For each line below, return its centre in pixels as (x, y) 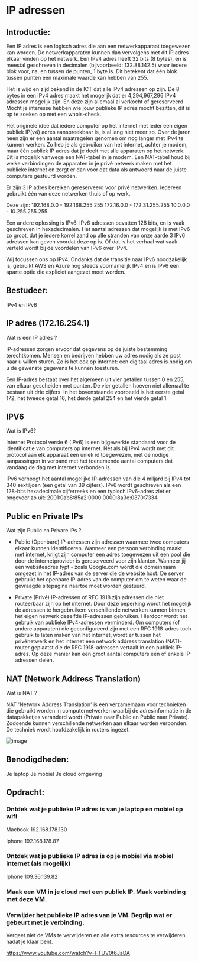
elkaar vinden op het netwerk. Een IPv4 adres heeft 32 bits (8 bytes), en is (97, 59)
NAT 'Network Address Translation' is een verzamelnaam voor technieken (96, 704)
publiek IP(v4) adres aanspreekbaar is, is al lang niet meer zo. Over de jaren (98, 132)
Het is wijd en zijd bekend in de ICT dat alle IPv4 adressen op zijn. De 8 (93, 89)
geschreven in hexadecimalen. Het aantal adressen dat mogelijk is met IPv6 (98, 229)
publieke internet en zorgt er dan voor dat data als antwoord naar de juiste (97, 170)
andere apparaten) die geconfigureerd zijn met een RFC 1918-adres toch (103, 629)
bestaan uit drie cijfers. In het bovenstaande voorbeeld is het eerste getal (95, 392)
